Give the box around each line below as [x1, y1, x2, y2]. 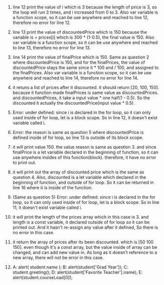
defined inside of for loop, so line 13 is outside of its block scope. [12, 134, 143, 140]
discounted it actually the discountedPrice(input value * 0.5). [12, 100, 135, 106]
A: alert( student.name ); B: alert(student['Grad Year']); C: [12, 264, 128, 270]
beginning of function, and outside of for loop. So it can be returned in [12, 179, 154, 185]
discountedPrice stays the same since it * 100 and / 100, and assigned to [12, 65, 159, 70]
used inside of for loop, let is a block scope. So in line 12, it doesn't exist [12, 115, 158, 120]
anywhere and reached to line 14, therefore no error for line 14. [12, 75, 139, 81]
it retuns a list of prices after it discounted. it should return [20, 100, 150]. [12, 85, 159, 90]
